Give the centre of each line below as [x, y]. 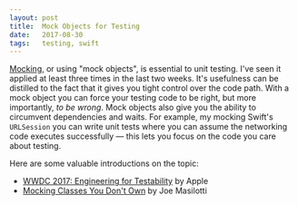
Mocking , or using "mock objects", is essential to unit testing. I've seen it [145, 69]
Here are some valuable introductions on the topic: [104, 163]
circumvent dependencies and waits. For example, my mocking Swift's [142, 117]
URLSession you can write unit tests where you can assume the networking [149, 127]
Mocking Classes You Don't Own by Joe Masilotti [114, 190]
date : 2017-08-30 [46, 34]
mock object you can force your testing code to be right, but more [133, 98]
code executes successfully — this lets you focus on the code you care [143, 136]
